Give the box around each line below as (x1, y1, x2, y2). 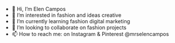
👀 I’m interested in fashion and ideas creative (11, 12, 122, 19)
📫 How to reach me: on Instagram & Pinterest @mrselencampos (11, 31, 170, 37)
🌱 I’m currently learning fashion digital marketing (11, 18, 131, 24)
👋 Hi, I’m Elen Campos (11, 6, 66, 12)
